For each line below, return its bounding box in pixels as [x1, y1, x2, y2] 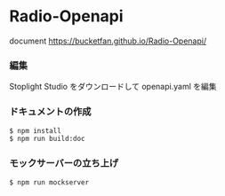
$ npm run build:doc [9, 135, 86, 144]
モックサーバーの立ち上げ [9, 157, 119, 169]
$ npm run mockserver [9, 177, 90, 187]
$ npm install [9, 126, 62, 135]
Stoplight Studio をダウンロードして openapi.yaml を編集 [9, 82, 217, 92]
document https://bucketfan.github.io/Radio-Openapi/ [9, 35, 207, 46]
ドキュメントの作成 [9, 106, 92, 118]
